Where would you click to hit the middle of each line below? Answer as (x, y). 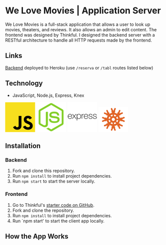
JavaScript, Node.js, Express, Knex (48, 95)
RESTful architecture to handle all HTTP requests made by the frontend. (79, 40)
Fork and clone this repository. (43, 171)
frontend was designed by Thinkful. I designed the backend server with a (80, 35)
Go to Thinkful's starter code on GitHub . (53, 205)
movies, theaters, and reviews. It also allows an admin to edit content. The (81, 29)
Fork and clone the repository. (43, 210)
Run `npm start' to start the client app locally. (58, 221)
